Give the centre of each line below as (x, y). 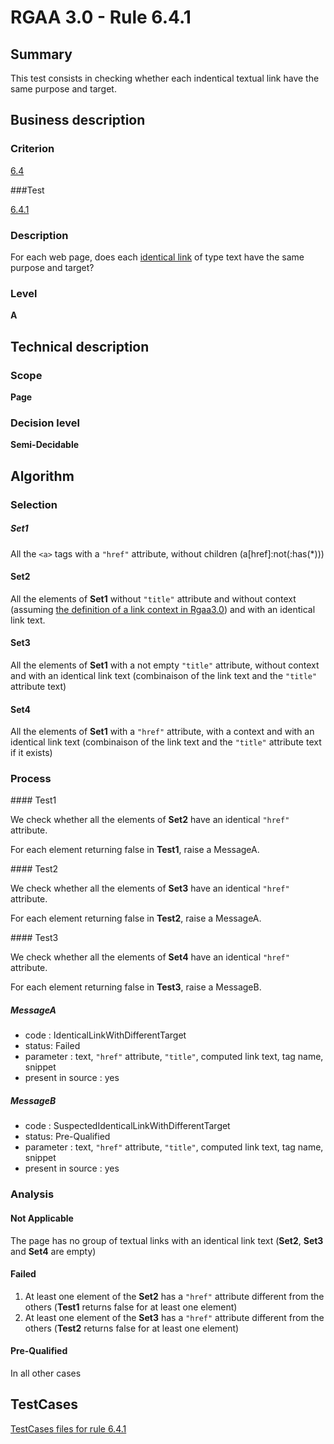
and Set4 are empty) (53, 1251)
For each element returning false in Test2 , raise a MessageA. (136, 918)
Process (31, 779)
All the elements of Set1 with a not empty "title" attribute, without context (165, 665)
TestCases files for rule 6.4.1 (68, 1428)
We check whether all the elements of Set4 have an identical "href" (150, 957)
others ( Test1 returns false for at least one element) (131, 1307)
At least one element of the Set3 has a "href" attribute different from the (174, 1317)
